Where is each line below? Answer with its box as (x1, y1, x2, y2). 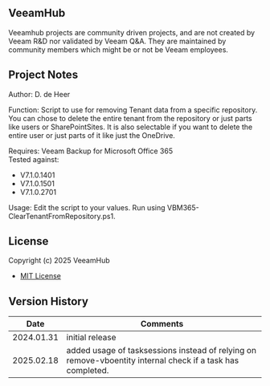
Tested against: (8, 154, 59, 164)
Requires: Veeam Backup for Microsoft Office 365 (8, 146, 174, 156)
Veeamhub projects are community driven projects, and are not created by (8, 27, 256, 37)
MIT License (19, 271, 62, 281)
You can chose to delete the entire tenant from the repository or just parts (8, 113, 252, 123)
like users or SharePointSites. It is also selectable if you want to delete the (8, 122, 253, 132)
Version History (8, 295, 88, 308)
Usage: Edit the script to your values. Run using (8, 202, 166, 212)
